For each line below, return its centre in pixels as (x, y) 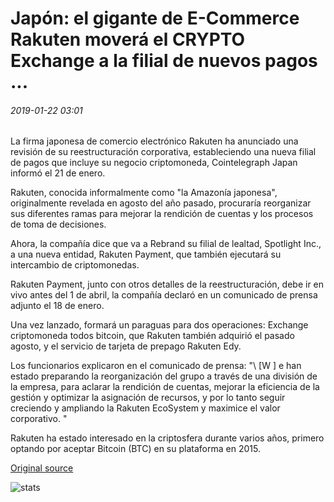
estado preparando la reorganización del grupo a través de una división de (164, 376)
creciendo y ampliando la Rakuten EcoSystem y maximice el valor (145, 408)
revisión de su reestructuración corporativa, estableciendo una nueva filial (163, 152)
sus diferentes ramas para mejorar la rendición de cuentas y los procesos (162, 214)
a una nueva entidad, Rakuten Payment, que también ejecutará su (146, 254)
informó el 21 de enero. (58, 173)
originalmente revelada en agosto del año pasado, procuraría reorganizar (161, 203)
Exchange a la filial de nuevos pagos (164, 61)
